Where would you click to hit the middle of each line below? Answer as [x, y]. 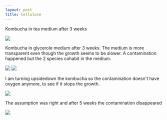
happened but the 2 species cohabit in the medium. [58, 58]
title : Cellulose [23, 14]
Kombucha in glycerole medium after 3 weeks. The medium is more [75, 47]
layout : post [19, 10]
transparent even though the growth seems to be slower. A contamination [81, 53]
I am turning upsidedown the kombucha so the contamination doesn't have [82, 78]
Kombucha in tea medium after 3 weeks [46, 28]
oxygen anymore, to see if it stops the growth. [52, 83]
